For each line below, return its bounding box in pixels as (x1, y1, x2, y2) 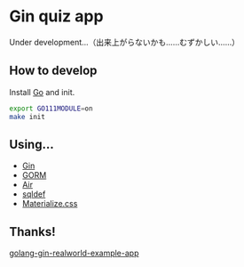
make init (9, 112, 46, 121)
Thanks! (9, 224, 56, 239)
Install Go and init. (9, 86, 75, 97)
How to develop (9, 63, 98, 78)
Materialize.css (21, 198, 78, 209)
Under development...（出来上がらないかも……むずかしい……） (9, 36, 240, 47)
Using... (9, 136, 55, 152)
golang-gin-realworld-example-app (9, 247, 139, 259)
